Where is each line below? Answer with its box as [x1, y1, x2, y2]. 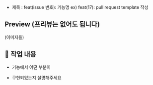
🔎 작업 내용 [4, 50, 37, 58]
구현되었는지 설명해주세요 [11, 75, 62, 81]
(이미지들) [4, 34, 24, 40]
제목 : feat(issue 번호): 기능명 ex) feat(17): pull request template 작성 [11, 4, 149, 10]
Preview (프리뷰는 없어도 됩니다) [4, 20, 100, 29]
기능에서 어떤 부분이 [11, 64, 51, 70]
